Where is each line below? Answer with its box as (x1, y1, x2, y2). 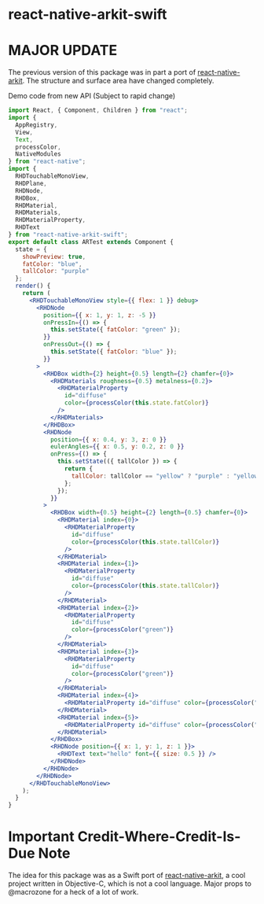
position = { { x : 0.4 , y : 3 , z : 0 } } (49, 435, 167, 444)
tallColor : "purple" (22, 268, 90, 275)
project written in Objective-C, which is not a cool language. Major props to (8, 879, 251, 888)
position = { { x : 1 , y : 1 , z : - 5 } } (42, 311, 156, 319)
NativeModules (15, 150, 61, 158)
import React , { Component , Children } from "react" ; (8, 106, 189, 115)
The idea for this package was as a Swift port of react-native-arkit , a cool (8, 871, 246, 880)
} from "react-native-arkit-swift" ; (8, 231, 128, 238)
